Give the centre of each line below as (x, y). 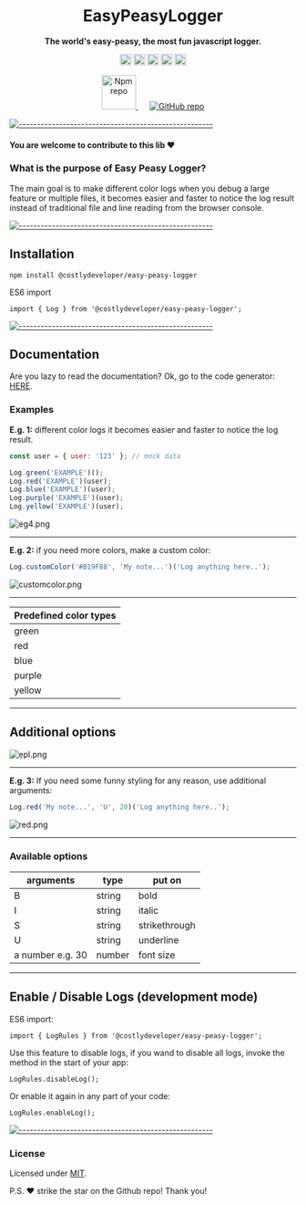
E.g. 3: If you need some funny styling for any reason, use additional (138, 781)
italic (148, 910)
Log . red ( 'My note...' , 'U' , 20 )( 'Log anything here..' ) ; (120, 807)
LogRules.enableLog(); (52, 1113)
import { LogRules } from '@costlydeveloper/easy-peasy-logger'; (136, 1036)
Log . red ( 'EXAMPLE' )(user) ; (61, 481)
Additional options (63, 733)
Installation (42, 254)
